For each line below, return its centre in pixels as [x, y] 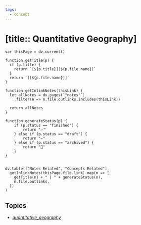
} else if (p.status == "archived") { [54, 143]
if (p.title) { [25, 65]
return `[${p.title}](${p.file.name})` [55, 69]
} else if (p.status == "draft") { [51, 134]
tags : [11, 10]
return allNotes [26, 108]
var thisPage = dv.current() [35, 52]
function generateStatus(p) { [36, 121]
